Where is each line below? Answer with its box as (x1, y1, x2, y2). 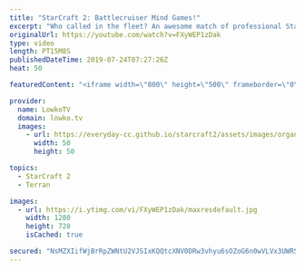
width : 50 (33, 139, 71, 148)
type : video (9, 38, 54, 48)
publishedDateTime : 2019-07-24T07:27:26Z (9, 55, 169, 64)
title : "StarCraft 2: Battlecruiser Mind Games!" (9, 13, 202, 23)
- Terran (17, 180, 51, 189)
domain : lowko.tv (17, 113, 84, 122)
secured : (9, 246, 43, 256)
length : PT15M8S (9, 47, 71, 56)
